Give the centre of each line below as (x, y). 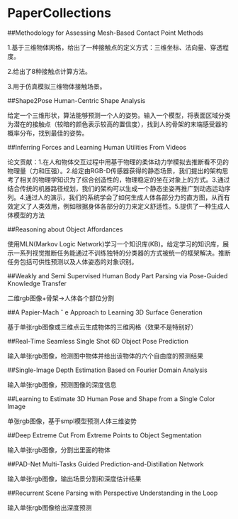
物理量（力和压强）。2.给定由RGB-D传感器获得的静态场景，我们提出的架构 (115, 170)
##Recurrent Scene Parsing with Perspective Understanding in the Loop (113, 493)
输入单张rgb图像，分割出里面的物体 (59, 449)
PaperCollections (59, 13)
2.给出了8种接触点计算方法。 (50, 71)
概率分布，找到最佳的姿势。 (48, 133)
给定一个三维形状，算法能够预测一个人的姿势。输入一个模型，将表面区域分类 (119, 115)
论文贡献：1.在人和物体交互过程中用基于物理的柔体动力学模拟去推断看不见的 (118, 162)
